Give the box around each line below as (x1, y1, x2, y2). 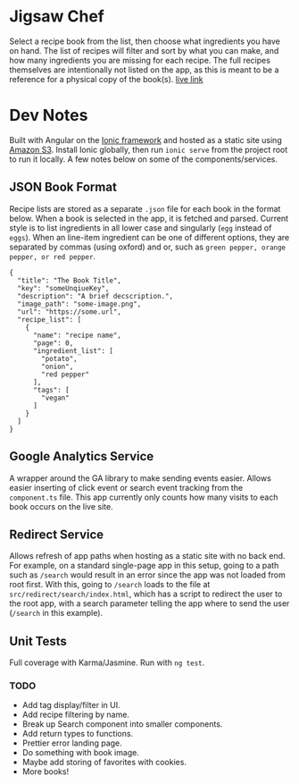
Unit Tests (9, 633, 67, 649)
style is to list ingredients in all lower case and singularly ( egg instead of (9, 222, 272, 233)
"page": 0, (32, 338, 74, 348)
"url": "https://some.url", (17, 307, 122, 316)
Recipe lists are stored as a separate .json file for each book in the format (9, 203, 281, 214)
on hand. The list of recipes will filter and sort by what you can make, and (9, 45, 279, 55)
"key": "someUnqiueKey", (17, 283, 110, 292)
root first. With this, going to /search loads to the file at (9, 579, 211, 590)
